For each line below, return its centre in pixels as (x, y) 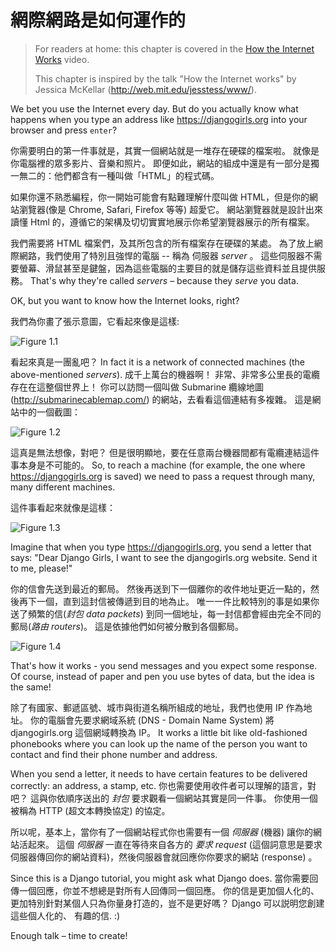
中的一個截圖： (49, 412)
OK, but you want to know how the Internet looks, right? (125, 300)
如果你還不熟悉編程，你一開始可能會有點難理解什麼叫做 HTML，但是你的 (160, 197)
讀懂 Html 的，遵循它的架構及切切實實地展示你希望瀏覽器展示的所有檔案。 (162, 222)
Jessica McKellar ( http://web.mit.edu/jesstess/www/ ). (145, 89)
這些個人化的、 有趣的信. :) (65, 915)
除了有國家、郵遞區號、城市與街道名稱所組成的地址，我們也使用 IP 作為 (157, 707)
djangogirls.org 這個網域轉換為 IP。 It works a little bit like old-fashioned (159, 732)
